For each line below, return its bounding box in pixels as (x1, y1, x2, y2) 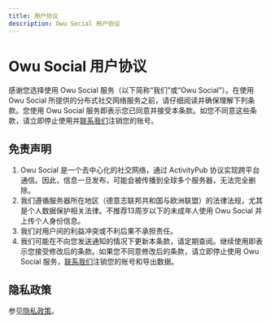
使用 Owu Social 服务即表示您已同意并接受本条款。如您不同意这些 (29, 106, 251, 116)
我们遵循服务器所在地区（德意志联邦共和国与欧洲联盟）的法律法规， (20, 196, 249, 206)
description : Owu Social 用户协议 (8, 20, 120, 28)
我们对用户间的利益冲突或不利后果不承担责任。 (20, 226, 177, 236)
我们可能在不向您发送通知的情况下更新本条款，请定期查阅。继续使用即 (20, 237, 256, 247)
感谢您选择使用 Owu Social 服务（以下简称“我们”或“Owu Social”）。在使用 (8, 85, 255, 95)
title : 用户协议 (8, 11, 59, 20)
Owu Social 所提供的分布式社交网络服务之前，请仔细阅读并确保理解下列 (8, 95, 248, 106)
